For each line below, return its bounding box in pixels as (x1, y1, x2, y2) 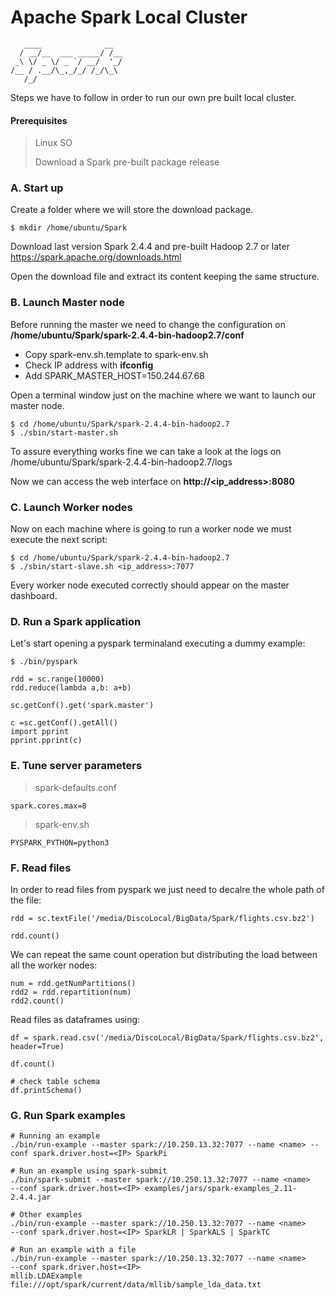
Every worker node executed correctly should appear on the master (10, 579, 290, 591)
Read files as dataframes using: (10, 1013, 141, 1025)
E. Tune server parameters (10, 759, 143, 773)
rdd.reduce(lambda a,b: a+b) (10, 683, 132, 693)
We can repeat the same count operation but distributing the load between (10, 948, 318, 960)
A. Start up (10, 181, 64, 195)
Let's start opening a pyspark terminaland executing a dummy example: (10, 637, 306, 650)
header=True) (10, 1041, 65, 1051)
